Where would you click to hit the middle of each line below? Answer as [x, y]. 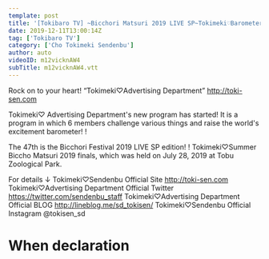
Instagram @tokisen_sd [47, 213]
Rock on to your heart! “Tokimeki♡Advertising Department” [107, 90]
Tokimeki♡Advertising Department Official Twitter [91, 188]
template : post [34, 16]
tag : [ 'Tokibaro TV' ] [44, 38]
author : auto [30, 53]
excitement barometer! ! [48, 131]
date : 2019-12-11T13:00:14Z [55, 30]
